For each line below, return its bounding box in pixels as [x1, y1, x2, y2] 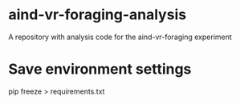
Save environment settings [8, 60, 192, 78]
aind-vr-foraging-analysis [8, 6, 187, 24]
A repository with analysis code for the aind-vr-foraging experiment [8, 32, 233, 42]
